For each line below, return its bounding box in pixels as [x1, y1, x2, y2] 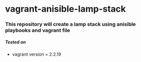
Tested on [5, 39, 26, 45]
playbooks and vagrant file [5, 27, 70, 34]
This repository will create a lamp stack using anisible [5, 21, 136, 28]
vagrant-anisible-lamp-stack [5, 3, 126, 15]
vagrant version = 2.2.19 [12, 51, 61, 57]
